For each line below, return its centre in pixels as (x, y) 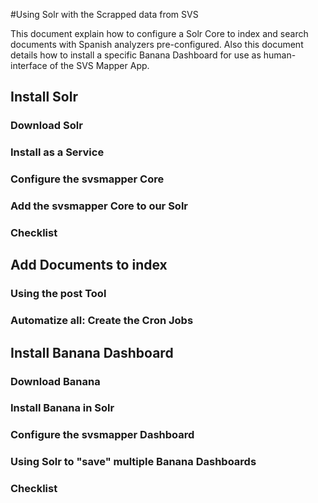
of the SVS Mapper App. (99, 65)
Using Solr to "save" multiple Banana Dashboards (133, 462)
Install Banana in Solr (62, 408)
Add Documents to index (89, 265)
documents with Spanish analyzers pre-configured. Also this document (157, 44)
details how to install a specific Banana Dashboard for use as (136, 55)
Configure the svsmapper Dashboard (102, 435)
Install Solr (44, 97)
